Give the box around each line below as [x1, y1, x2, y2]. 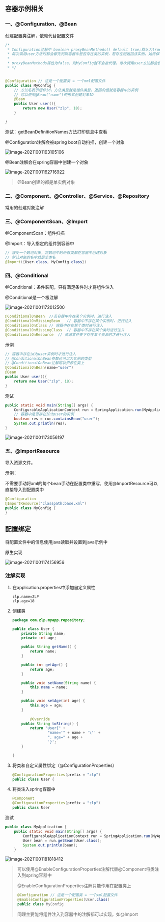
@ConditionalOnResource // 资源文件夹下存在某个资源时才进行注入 [5, 332, 131, 337]
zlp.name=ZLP [12, 594, 39, 599]
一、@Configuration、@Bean [5, 21, 77, 27]
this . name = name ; [30, 685, 68, 690]
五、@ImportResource [5, 447, 60, 454]
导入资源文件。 [5, 460, 35, 465]
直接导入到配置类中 [5, 487, 44, 492]
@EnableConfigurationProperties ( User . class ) [17, 897, 110, 902]
